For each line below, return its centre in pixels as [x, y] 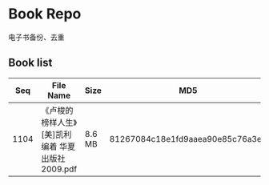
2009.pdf [59, 169]
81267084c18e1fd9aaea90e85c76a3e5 [188, 139]
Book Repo [45, 14]
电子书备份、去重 [36, 37]
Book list [30, 63]
